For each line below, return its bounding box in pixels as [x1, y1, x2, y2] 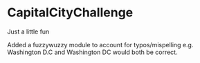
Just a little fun [7, 27, 50, 36]
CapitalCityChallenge [7, 5, 134, 21]
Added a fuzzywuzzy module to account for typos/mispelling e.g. [7, 40, 194, 49]
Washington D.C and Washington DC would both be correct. [7, 48, 178, 56]
